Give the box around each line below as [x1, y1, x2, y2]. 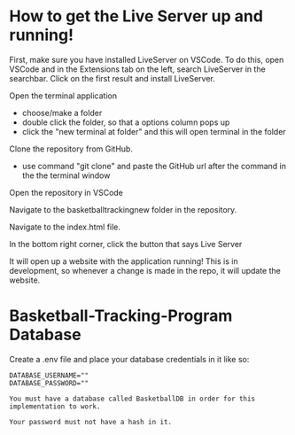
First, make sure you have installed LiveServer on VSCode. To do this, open [9, 54, 284, 65]
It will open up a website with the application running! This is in [9, 255, 238, 267]
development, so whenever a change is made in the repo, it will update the [9, 265, 281, 276]
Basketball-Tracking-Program [9, 306, 233, 326]
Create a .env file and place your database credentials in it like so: [9, 353, 250, 364]
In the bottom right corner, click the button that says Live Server [9, 238, 243, 249]
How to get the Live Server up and [9, 6, 264, 27]
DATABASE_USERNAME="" [9, 370, 89, 380]
